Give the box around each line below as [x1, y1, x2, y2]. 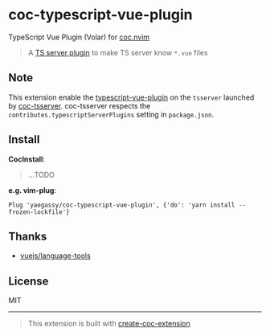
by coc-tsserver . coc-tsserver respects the [8, 100, 151, 110]
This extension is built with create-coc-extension [27, 319, 190, 329]
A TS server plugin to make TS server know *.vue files [27, 47, 208, 57]
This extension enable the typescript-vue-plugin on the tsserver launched [8, 92, 255, 102]
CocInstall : [8, 154, 46, 164]
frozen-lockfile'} [8, 207, 70, 216]
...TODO [27, 170, 55, 179]
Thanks [8, 229, 47, 243]
